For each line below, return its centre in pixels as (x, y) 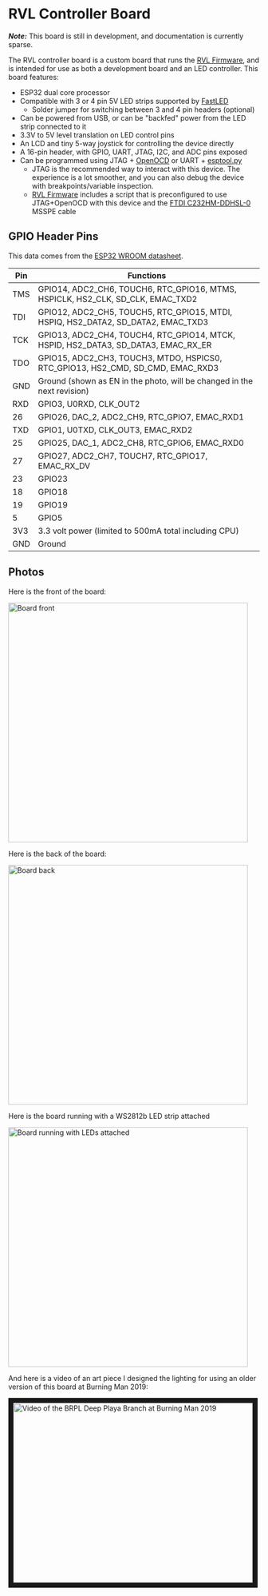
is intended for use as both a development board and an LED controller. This (133, 68)
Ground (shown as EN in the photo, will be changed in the (146, 380)
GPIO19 (53, 504)
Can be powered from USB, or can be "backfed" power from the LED (133, 117)
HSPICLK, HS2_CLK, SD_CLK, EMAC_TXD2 (118, 299)
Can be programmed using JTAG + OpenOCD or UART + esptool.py (131, 160)
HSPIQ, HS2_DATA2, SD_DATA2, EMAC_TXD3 (123, 322)
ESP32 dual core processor (65, 92)
